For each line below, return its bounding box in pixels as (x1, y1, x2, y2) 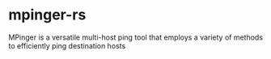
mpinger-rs (8, 6, 87, 24)
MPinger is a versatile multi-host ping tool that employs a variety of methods (8, 32, 264, 42)
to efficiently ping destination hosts (8, 40, 126, 50)
